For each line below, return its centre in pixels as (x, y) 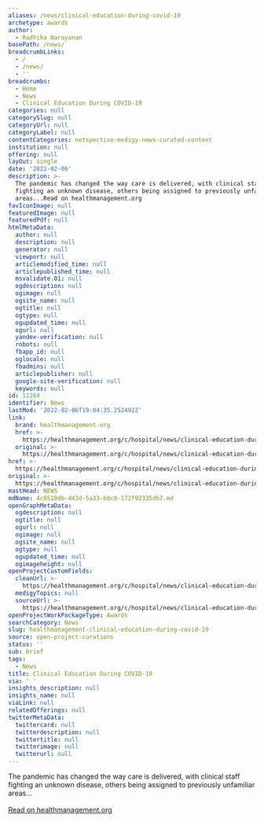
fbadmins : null (40, 367)
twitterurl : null (44, 754)
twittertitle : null (47, 739)
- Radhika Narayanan (49, 37)
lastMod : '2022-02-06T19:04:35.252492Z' (75, 411)
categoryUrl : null (38, 125)
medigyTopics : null (47, 593)
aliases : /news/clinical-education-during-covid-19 (94, 15)
